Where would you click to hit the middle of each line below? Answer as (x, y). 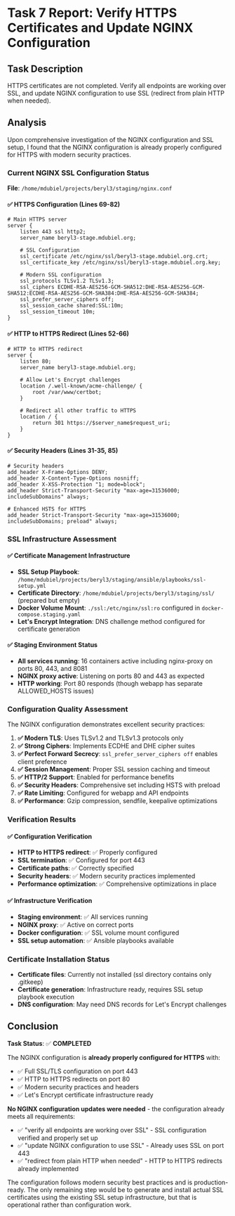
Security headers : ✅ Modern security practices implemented (106, 876)
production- (211, 1182)
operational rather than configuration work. (69, 1205)
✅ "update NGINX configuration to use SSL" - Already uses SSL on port (121, 1145)
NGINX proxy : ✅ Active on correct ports (75, 924)
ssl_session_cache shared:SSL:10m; (72, 306)
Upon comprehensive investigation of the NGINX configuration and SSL (110, 139)
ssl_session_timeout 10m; (58, 312)
